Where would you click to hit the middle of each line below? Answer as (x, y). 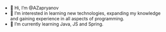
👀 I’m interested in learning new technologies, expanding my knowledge (85, 13)
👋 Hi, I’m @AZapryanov (34, 8)
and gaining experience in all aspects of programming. (67, 19)
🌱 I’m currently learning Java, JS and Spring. (57, 24)
